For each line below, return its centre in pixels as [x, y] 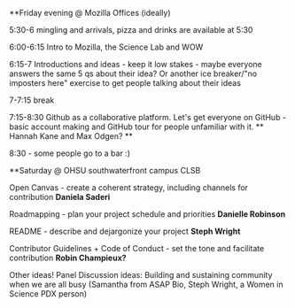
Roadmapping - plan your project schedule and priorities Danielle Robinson [147, 214]
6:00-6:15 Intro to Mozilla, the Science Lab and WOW [106, 47]
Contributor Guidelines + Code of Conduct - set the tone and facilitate [137, 248]
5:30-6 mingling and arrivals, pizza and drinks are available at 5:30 [131, 30]
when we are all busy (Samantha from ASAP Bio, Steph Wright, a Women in [146, 284]
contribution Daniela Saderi [60, 197]
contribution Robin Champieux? [68, 258]
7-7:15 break [32, 100]
